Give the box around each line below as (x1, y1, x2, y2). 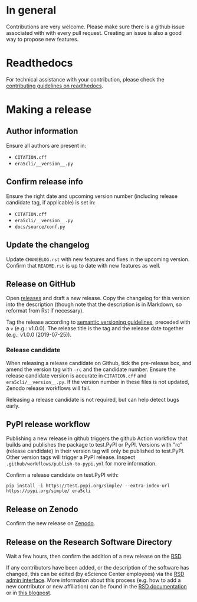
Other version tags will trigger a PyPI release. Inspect (6, 454, 136, 461)
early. (6, 402, 20, 409)
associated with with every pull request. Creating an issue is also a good (6, 29, 182, 36)
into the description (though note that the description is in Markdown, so (6, 301, 182, 308)
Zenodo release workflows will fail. (6, 385, 91, 392)
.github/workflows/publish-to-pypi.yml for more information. (6, 460, 157, 467)
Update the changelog (6, 240, 90, 250)
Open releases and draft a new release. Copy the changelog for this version (6, 295, 191, 302)
